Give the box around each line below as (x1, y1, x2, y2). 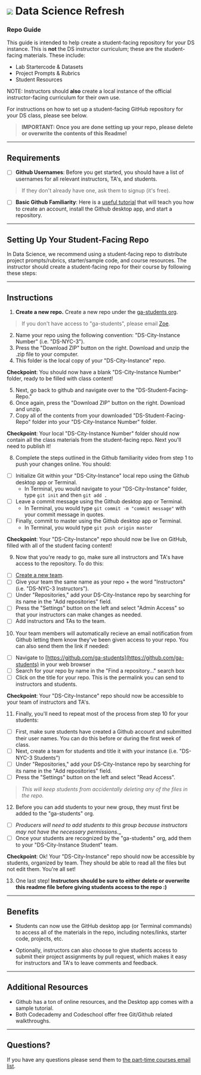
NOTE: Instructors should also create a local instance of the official (7, 88, 172, 95)
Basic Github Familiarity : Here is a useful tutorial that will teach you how (15, 198, 194, 206)
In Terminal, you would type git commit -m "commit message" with (24, 505, 187, 512)
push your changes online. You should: (15, 460, 112, 468)
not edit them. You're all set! (7, 866, 76, 873)
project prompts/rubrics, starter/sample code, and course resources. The (7, 257, 187, 264)
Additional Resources (7, 982, 88, 992)
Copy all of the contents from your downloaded (15, 412, 132, 419)
